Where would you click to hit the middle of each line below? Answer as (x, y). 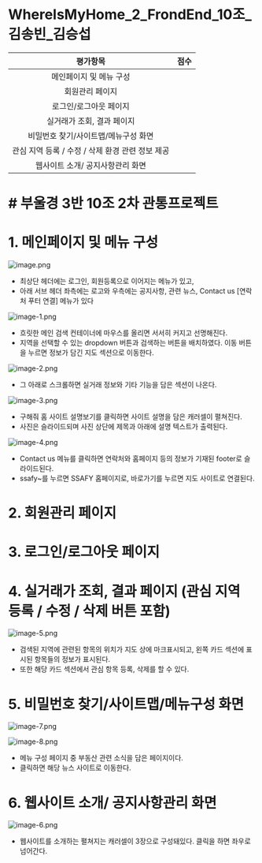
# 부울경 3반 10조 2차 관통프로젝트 (113, 204)
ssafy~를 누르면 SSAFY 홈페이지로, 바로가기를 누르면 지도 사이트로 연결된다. (137, 478)
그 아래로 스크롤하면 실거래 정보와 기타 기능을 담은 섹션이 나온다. (118, 385)
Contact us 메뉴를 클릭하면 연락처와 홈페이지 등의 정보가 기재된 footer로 (131, 459)
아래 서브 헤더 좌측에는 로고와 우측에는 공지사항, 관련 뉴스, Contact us (127, 291)
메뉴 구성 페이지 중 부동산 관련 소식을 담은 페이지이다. (101, 758)
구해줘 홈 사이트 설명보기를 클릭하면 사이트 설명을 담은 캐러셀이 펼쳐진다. (131, 417)
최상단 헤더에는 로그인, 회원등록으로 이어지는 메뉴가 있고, (107, 281)
